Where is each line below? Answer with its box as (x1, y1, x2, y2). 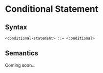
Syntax (5, 23, 27, 31)
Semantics (5, 49, 39, 57)
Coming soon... (5, 62, 36, 68)
